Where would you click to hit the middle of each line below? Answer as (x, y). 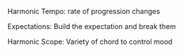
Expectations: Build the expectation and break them (92, 26)
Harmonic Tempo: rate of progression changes (84, 11)
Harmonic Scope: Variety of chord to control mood (90, 41)
